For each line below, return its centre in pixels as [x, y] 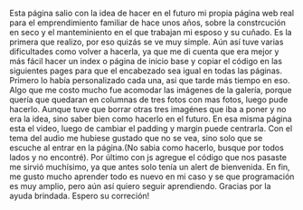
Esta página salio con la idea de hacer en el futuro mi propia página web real [152, 13]
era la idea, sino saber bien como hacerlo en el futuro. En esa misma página [151, 119]
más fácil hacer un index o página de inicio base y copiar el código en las [146, 61]
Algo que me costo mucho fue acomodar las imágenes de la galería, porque [151, 90]
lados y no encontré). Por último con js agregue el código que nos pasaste [148, 157]
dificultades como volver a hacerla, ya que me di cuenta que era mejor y [144, 52]
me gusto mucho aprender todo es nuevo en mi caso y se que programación [152, 177]
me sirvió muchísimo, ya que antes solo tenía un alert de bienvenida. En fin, [150, 167]
